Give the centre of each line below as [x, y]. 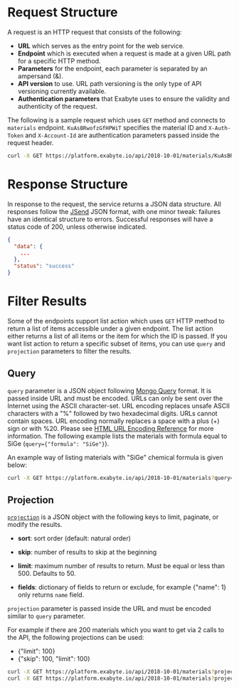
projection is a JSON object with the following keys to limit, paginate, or [113, 517]
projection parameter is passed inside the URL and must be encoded [109, 609]
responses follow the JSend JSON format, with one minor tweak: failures [114, 211]
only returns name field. [51, 595]
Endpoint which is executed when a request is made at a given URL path [124, 53]
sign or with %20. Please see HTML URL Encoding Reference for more [111, 428]
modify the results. [35, 525]
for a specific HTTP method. [59, 60]
